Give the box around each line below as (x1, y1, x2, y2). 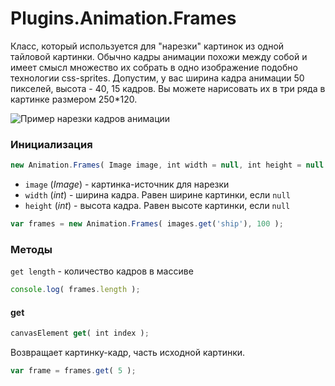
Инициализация (10, 137, 93, 151)
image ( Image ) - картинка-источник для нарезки (24, 178, 230, 191)
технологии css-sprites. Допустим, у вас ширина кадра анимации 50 (10, 72, 305, 84)
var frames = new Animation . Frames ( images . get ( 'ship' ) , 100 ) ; (10, 219, 284, 229)
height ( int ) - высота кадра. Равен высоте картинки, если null (24, 200, 291, 212)
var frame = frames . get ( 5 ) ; (10, 366, 137, 376)
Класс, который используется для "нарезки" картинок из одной (10, 40, 285, 52)
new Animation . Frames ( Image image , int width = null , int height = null (10, 160, 325, 171)
